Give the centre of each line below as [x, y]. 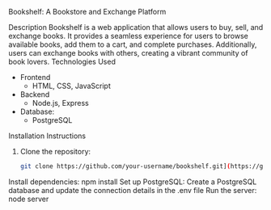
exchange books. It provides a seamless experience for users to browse [128, 36]
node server [29, 199]
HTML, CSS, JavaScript [71, 86]
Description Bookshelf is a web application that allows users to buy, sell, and [136, 27]
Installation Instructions [47, 136]
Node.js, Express [60, 103]
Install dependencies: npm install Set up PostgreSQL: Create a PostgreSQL [133, 182]
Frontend [35, 77]
